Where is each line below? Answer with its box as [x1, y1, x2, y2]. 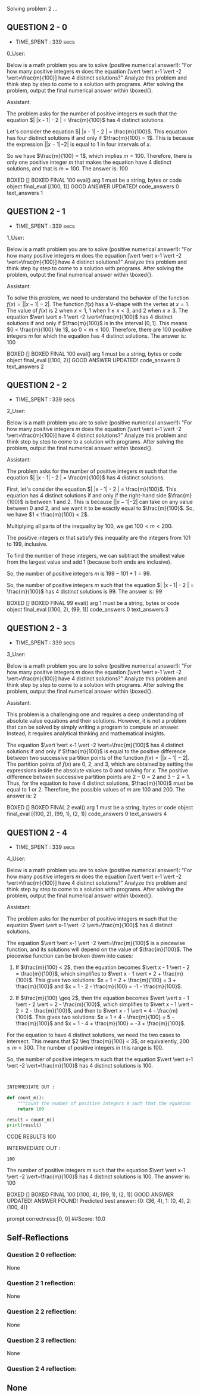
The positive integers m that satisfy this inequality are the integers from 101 [7, 534, 191, 542]
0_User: [7, 50, 26, 57]
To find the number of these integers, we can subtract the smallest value [7, 552, 185, 560]
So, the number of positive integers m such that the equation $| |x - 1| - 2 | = [7, 582, 194, 589]
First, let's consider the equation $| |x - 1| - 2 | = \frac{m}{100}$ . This [7, 485, 177, 493]
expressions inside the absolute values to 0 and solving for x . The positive [7, 767, 189, 774]
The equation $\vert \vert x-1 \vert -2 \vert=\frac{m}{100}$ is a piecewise [7, 940, 186, 947]
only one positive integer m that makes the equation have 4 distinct [7, 158, 171, 166]
